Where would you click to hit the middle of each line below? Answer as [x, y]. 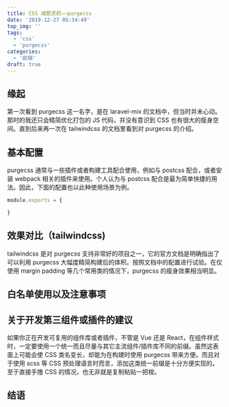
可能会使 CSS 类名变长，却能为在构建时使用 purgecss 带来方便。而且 [116, 355]
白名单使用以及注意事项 [56, 294]
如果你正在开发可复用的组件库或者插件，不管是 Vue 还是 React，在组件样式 [113, 338]
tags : [15, 33]
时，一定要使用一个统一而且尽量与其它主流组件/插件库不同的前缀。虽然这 [110, 346]
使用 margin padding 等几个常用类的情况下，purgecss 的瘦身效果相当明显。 [114, 271]
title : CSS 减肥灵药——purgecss [50, 13]
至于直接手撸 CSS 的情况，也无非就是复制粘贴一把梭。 [84, 372]
